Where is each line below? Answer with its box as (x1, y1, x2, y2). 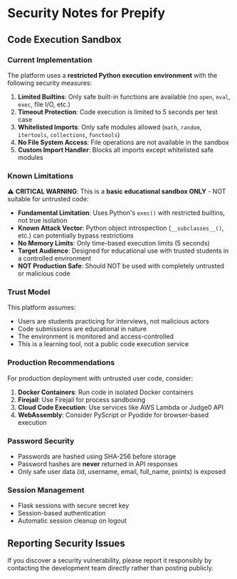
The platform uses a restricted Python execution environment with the (7, 71, 218, 79)
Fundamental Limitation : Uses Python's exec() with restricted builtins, (17, 208, 226, 217)
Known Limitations (7, 171, 74, 181)
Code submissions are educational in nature (17, 325, 147, 333)
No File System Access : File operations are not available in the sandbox (17, 138, 229, 146)
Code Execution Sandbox (7, 34, 122, 46)
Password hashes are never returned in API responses (17, 460, 178, 468)
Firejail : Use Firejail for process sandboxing (17, 395, 146, 404)
